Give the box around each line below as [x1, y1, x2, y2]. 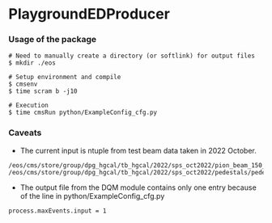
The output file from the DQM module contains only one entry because [19, 183, 257, 192]
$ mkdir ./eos [8, 59, 57, 67]
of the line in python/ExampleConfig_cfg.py [19, 191, 165, 200]
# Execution [8, 102, 49, 110]
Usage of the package [8, 34, 97, 45]
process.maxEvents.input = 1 [8, 207, 107, 215]
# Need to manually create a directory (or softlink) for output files [8, 52, 255, 61]
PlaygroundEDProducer [8, 5, 170, 23]
